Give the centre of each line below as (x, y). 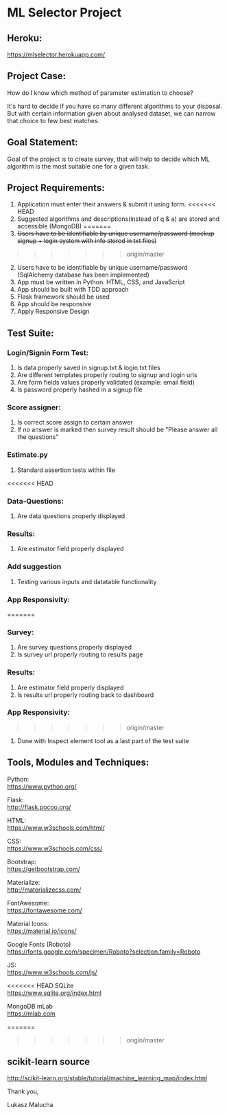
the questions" (38, 437)
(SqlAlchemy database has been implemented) (83, 275)
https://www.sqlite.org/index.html (54, 993)
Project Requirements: (56, 188)
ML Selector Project (64, 13)
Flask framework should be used (63, 297)
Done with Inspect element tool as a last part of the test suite (103, 740)
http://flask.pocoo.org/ (39, 807)
